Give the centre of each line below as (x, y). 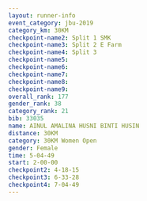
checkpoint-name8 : (38, 82)
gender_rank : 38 (35, 104)
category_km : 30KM (38, 30)
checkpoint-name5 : (38, 60)
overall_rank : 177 (38, 97)
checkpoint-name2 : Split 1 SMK (60, 38)
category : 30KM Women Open (53, 140)
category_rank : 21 (38, 112)
